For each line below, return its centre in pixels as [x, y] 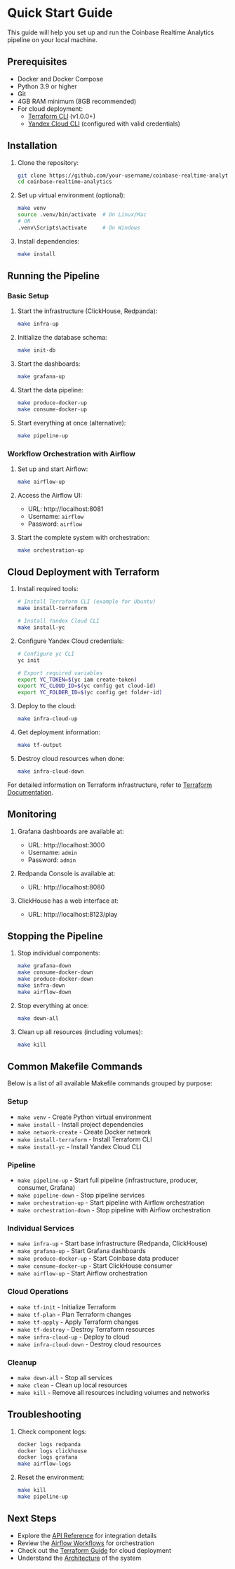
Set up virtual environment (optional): [71, 195]
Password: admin [52, 860]
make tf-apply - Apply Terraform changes [78, 1322]
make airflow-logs [44, 1464]
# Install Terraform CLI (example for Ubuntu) [87, 602]
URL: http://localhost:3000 [66, 845]
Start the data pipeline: [51, 390]
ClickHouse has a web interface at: [68, 901]
